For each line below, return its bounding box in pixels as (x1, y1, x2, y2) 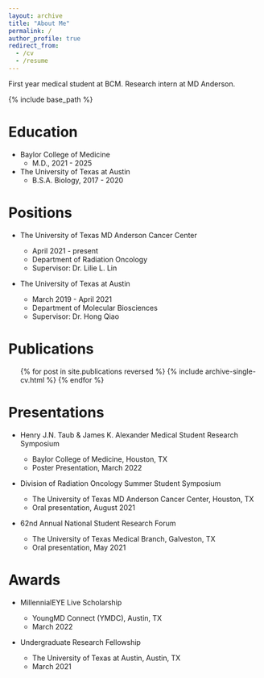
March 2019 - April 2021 (31, 294, 113, 303)
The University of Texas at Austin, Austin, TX (31, 653, 181, 663)
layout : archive (8, 11, 63, 20)
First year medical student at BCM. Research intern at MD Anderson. (8, 78, 236, 89)
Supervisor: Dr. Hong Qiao (31, 312, 119, 321)
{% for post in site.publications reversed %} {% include (19, 366, 204, 376)
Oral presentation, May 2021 (31, 542, 126, 552)
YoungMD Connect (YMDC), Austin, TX (31, 613, 163, 622)
